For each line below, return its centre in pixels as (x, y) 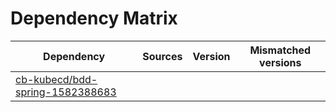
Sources (162, 56)
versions (280, 62)
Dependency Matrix (94, 18)
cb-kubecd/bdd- (56, 79)
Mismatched (280, 50)
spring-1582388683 (66, 92)
